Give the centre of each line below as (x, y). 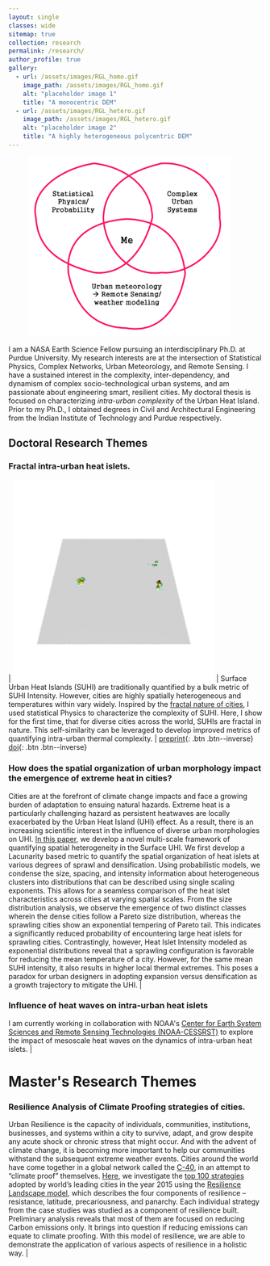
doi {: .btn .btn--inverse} (48, 747)
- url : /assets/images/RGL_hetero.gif (81, 111)
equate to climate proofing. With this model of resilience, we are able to (127, 1236)
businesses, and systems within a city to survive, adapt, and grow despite (131, 1133)
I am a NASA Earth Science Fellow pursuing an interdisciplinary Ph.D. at (127, 349)
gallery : (23, 69)
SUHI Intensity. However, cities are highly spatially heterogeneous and (125, 696)
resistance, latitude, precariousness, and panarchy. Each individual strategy (134, 1202)
